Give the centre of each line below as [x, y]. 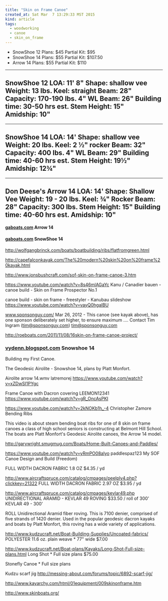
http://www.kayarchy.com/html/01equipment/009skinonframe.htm [73, 583]
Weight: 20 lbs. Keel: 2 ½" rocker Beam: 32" [75, 145]
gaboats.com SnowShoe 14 [34, 239]
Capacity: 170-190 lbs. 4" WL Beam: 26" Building [83, 99]
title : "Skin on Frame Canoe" [37, 10]
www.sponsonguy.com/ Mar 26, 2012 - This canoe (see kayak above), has [82, 315]
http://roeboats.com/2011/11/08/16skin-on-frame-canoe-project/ [71, 335]
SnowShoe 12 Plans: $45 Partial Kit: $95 [54, 52]
